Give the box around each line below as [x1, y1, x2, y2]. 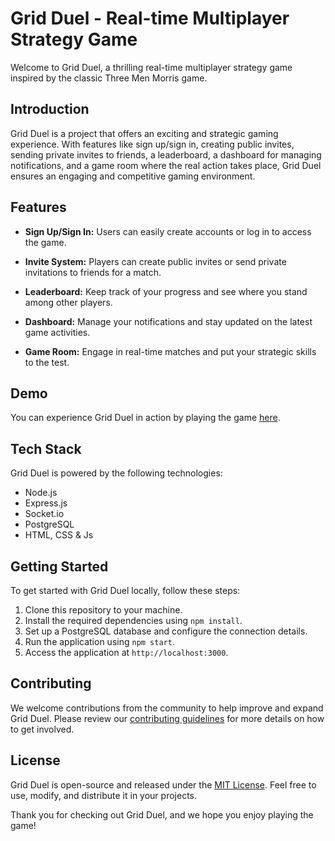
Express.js [24, 497, 68, 509]
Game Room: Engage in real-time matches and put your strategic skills [24, 345, 317, 357]
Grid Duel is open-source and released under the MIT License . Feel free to [10, 778, 317, 791]
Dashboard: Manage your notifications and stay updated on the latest [24, 315, 313, 327]
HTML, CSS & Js [24, 529, 94, 541]
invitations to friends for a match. [24, 266, 162, 278]
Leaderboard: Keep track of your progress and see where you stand [24, 285, 308, 297]
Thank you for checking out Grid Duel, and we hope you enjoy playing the [10, 808, 314, 821]
